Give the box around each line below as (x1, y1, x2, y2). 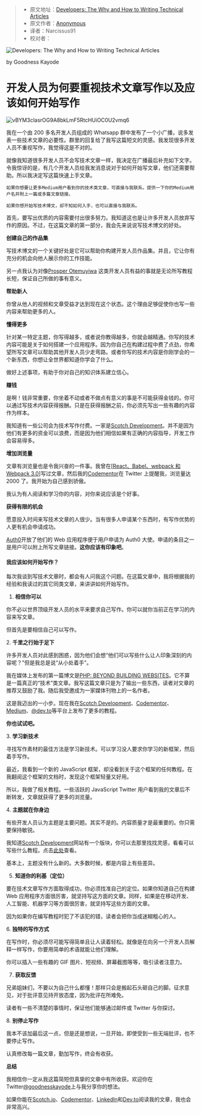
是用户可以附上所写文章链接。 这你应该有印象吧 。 (6, 543, 127, 550)
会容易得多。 (6, 436, 38, 444)
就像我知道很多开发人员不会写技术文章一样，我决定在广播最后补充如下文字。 (6, 156, 195, 164)
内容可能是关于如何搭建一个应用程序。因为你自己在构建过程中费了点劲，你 (6, 340, 190, 348)
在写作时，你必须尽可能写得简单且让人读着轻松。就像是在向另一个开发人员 (6, 938, 190, 946)
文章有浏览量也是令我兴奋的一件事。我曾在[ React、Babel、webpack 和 (6, 462, 181, 469)
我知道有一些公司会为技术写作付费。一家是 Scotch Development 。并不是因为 (6, 421, 194, 429)
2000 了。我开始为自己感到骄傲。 (6, 477, 89, 484)
